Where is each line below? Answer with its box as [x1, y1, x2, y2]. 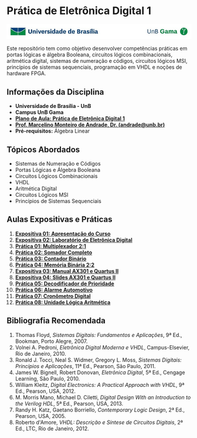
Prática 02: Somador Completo [15, 248, 93, 256]
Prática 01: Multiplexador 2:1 [15, 242, 87, 250]
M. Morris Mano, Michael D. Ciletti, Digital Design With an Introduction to [15, 393, 191, 400]
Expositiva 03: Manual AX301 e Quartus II [15, 267, 119, 274]
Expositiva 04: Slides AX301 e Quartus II [15, 274, 116, 281]
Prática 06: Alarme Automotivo [15, 286, 93, 293]
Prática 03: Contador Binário [15, 255, 87, 262]
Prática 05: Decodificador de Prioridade [15, 280, 115, 287]
